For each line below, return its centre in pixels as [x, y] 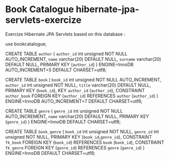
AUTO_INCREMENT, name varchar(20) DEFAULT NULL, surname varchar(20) [83, 59]
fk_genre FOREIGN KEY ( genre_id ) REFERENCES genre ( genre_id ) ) [75, 147]
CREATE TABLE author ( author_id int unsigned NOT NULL [66, 54]
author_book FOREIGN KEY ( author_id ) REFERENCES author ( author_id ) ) [82, 96]
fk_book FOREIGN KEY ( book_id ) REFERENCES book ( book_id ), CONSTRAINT [85, 142]
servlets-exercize [43, 20]
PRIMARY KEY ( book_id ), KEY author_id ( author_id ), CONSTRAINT [75, 90]
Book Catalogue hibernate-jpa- [72, 9]
